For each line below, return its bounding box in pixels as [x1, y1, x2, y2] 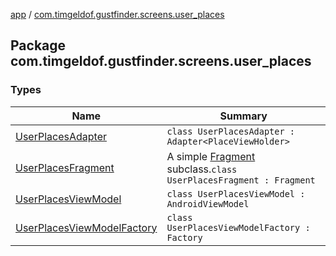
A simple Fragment [166, 149, 256, 163]
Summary [219, 109, 268, 123]
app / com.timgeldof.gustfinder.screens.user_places [10, 9, 225, 20]
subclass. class [166, 162, 238, 176]
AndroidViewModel [166, 198, 250, 209]
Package [10, 37, 67, 54]
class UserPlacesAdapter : [166, 125, 296, 137]
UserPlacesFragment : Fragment [166, 174, 316, 186]
